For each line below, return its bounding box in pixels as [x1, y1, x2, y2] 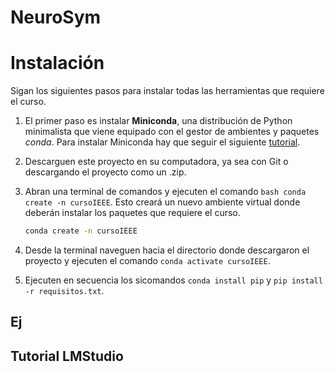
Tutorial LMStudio [10, 347, 124, 365]
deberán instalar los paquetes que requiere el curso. [24, 207, 241, 219]
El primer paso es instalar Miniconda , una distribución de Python [24, 115, 293, 127]
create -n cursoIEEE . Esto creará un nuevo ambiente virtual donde [24, 196, 301, 208]
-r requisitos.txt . [24, 285, 105, 296]
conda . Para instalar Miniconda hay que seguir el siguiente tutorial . [24, 136, 301, 148]
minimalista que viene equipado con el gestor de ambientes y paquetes [24, 126, 320, 138]
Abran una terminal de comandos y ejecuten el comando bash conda [24, 186, 307, 198]
